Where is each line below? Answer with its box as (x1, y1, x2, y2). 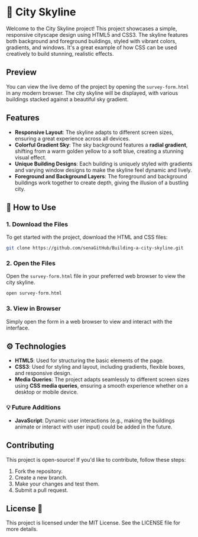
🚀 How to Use (6, 202, 56, 212)
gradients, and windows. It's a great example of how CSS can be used (6, 44, 177, 51)
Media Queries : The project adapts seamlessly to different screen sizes (14, 376, 190, 383)
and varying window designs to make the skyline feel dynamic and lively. (14, 166, 192, 174)
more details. (6, 526, 38, 533)
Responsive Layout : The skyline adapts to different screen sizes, (14, 129, 174, 136)
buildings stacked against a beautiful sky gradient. (6, 95, 129, 103)
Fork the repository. (14, 468, 63, 475)
